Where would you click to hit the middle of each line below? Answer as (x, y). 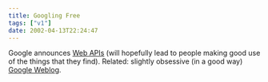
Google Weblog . (35, 70)
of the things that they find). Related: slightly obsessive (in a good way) (126, 61)
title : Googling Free (44, 16)
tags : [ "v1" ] (30, 23)
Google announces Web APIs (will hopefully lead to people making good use (134, 53)
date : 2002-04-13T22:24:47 (53, 30)
